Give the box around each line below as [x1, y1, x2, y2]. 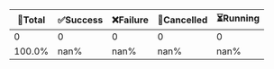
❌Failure [111, 13, 149, 26]
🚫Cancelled [157, 13, 208, 26]
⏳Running [215, 13, 260, 24]
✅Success [57, 13, 104, 26]
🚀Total [17, 13, 46, 26]
